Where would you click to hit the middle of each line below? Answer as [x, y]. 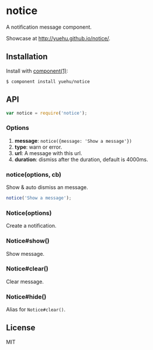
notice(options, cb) [34, 174]
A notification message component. [49, 27]
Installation [27, 57]
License [21, 328]
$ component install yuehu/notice [48, 81]
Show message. [25, 253]
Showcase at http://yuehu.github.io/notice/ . [58, 38]
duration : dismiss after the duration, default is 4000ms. [81, 159]
